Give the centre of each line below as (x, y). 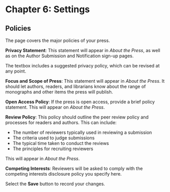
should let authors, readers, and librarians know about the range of (76, 86)
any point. (16, 71)
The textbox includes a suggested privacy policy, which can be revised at (82, 66)
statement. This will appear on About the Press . (55, 107)
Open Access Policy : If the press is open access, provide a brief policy (80, 102)
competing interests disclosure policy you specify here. (64, 174)
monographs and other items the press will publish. (59, 92)
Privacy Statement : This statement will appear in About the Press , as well (83, 50)
